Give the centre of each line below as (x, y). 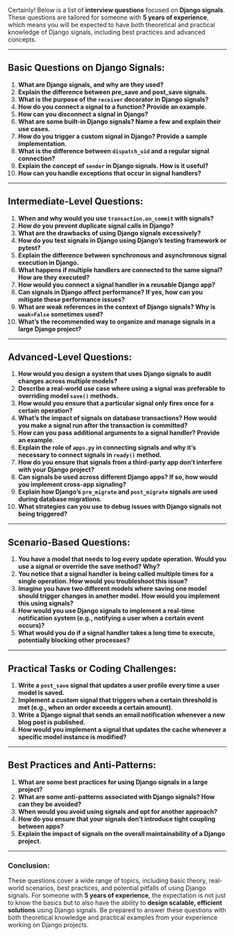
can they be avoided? (50, 804)
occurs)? (31, 626)
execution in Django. (48, 262)
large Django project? (50, 328)
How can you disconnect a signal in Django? (83, 114)
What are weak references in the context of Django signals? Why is (117, 307)
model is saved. (41, 693)
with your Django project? (56, 470)
